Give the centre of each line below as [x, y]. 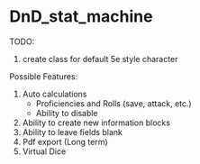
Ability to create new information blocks [96, 123]
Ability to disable [67, 113]
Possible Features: [44, 76]
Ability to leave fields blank [73, 132]
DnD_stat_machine [81, 17]
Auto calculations [55, 94]
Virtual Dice [44, 151]
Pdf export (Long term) [65, 141]
